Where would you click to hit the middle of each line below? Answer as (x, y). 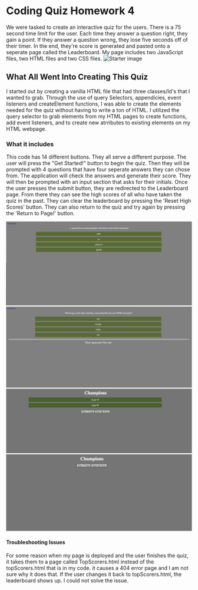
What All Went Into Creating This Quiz (77, 77)
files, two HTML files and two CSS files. (54, 58)
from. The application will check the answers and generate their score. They (99, 176)
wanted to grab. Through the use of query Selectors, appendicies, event (94, 97)
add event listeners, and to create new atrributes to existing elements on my (98, 123)
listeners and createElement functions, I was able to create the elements (94, 104)
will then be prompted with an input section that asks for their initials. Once (97, 182)
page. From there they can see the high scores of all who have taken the (94, 195)
